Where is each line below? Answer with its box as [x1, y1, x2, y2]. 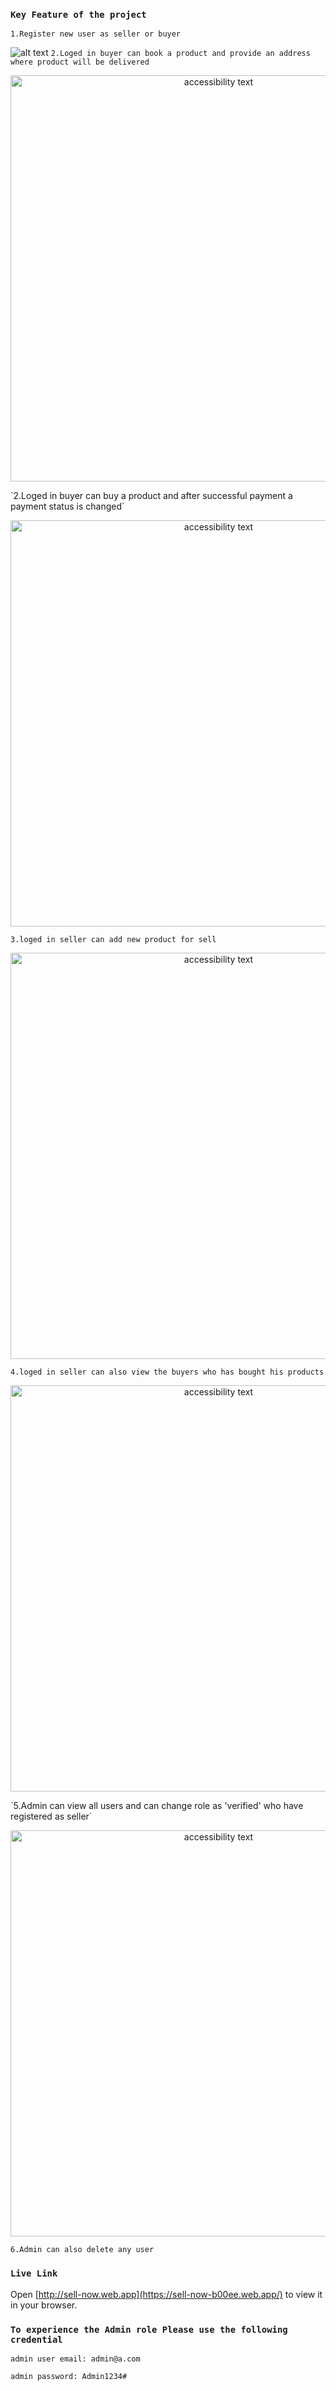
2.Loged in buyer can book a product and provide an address [50, 49, 311, 59]
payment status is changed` [10, 500, 125, 513]
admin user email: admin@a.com [10, 2354, 141, 2364]
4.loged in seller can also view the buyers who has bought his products [10, 1367, 325, 1378]
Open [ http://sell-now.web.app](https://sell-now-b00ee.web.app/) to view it [10, 2288, 323, 2300]
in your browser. [10, 2299, 78, 2311]
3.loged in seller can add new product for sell [10, 935, 217, 945]
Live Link [10, 2268, 58, 2279]
